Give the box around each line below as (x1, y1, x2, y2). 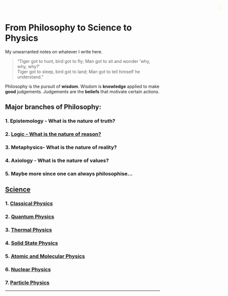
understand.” (17, 74, 44, 80)
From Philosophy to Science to (5, 22, 132, 33)
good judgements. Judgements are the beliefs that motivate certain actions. (5, 88, 160, 94)
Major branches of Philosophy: (5, 103, 102, 111)
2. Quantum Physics (5, 214, 55, 220)
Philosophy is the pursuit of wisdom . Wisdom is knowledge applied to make (5, 83, 160, 89)
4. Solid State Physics (5, 240, 58, 246)
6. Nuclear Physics (5, 266, 51, 272)
